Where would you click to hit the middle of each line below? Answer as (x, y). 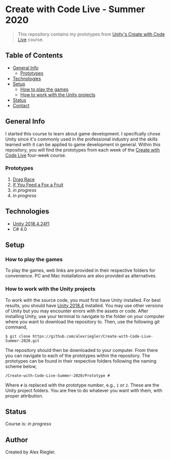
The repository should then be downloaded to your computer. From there (82, 350)
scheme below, (21, 366)
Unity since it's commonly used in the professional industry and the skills (82, 139)
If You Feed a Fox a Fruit (38, 185)
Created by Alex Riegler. (30, 452)
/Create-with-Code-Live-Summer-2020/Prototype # (58, 376)
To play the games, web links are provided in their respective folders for (80, 270)
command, (16, 327)
